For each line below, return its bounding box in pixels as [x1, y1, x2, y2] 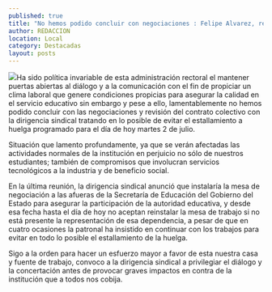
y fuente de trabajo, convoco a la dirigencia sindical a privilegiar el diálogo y [8, 257, 262, 267]
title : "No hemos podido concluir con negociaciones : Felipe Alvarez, [8, 19, 255, 28]
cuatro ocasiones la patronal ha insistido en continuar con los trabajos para [8, 224, 259, 234]
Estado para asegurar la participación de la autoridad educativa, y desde [8, 199, 251, 208]
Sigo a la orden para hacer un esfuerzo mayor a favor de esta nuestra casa [8, 248, 258, 258]
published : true [8, 11, 63, 20]
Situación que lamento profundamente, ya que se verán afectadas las [8, 140, 240, 150]
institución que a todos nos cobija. [8, 274, 123, 284]
